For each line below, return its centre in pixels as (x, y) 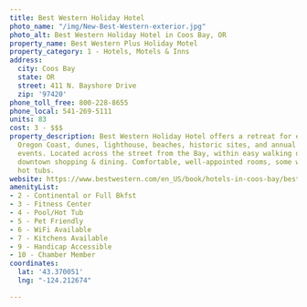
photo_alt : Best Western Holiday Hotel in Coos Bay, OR (118, 35)
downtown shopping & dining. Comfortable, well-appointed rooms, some (155, 162)
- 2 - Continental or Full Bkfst (73, 196)
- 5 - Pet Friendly (47, 221)
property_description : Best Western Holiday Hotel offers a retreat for (151, 137)
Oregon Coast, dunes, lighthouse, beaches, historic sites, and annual (157, 145)
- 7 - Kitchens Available (58, 238)
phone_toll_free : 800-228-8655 (69, 102)
